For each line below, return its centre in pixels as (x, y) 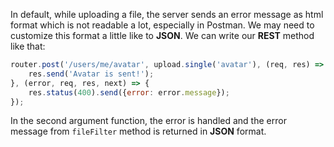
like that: (28, 46)
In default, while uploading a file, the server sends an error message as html (167, 14)
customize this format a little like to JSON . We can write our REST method (162, 35)
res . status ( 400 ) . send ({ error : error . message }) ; (129, 92)
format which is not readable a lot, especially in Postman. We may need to (162, 25)
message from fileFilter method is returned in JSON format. (138, 131)
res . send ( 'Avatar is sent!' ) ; (91, 74)
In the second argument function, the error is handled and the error (148, 121)
